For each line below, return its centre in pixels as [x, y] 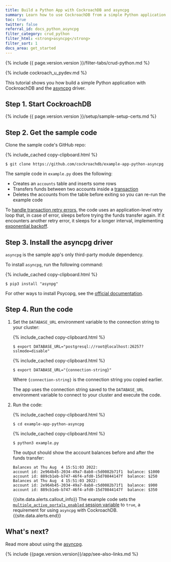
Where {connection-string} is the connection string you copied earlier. [88, 379]
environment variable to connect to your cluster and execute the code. [87, 394]
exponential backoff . [27, 226]
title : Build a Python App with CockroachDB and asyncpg [67, 10]
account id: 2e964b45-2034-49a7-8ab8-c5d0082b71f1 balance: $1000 [86, 472]
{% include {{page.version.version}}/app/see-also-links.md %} [72, 554]
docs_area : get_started [31, 48]
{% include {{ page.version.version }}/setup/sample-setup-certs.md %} [81, 116]
